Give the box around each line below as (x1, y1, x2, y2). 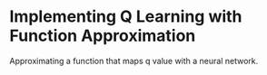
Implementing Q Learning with (9, 6, 242, 27)
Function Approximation (9, 25, 196, 46)
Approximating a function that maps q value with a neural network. (9, 55, 259, 66)
